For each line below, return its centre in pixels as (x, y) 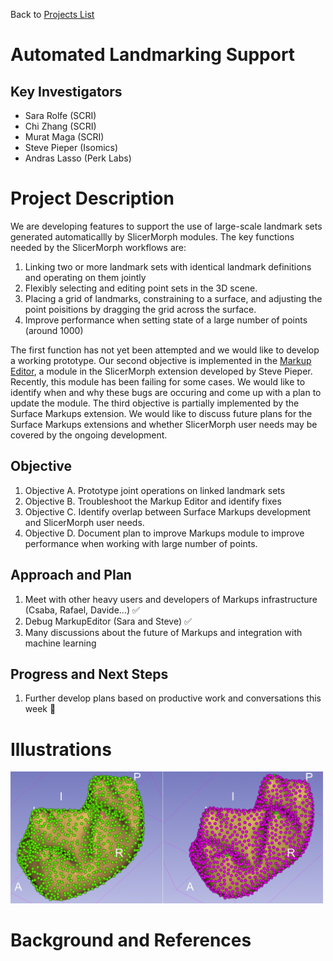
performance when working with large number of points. (141, 543)
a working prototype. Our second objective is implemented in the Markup (161, 360)
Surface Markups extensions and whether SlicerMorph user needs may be (164, 424)
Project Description (92, 198)
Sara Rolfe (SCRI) (60, 115)
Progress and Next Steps (89, 674)
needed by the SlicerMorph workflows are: (98, 247)
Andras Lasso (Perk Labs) (78, 158)
